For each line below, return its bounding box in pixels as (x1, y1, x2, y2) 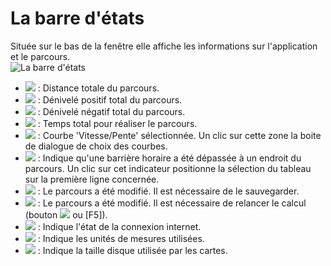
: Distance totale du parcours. (37, 82, 160, 94)
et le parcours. (10, 50, 71, 62)
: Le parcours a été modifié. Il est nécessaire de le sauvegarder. (37, 185, 300, 197)
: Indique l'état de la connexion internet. (37, 220, 202, 232)
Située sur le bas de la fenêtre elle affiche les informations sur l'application (10, 40, 318, 52)
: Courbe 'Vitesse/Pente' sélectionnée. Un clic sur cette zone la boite (37, 129, 322, 141)
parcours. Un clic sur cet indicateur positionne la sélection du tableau (24, 162, 312, 174)
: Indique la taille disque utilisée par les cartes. (37, 244, 228, 256)
